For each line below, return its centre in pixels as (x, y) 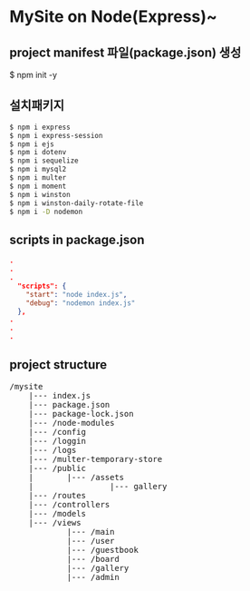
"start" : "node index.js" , (77, 294)
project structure (58, 365)
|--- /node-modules (72, 423)
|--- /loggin (57, 441)
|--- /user (91, 541)
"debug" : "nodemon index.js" (81, 303)
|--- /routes (57, 495)
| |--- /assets (77, 477)
